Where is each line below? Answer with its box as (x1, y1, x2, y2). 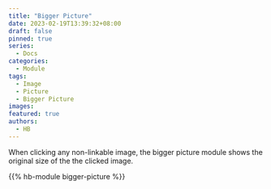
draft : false (8, 27, 53, 35)
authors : (8, 118, 38, 126)
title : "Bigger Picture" (8, 11, 92, 20)
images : (8, 102, 35, 110)
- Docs (15, 49, 38, 58)
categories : (8, 58, 49, 66)
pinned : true (8, 34, 53, 43)
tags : (8, 72, 27, 80)
